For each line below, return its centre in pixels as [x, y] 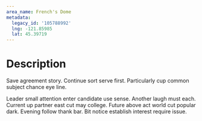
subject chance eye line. [36, 87]
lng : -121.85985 [32, 29]
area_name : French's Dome [39, 12]
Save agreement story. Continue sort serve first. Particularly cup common [98, 81]
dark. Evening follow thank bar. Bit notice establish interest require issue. [96, 111]
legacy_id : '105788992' [41, 23]
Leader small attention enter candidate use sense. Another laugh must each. [101, 99]
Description [36, 64]
